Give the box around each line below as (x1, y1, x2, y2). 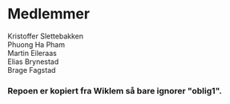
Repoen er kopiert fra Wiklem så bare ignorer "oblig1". (7, 85, 222, 96)
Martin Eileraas (7, 48, 57, 58)
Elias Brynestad (7, 57, 59, 66)
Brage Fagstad (7, 65, 56, 74)
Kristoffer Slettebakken (7, 31, 83, 41)
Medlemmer (7, 5, 90, 23)
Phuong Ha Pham (7, 39, 66, 49)
